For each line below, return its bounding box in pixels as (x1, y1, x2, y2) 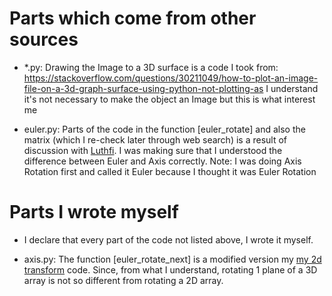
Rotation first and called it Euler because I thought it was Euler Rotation (23, 165, 317, 177)
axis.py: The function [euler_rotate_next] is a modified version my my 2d (23, 253, 322, 265)
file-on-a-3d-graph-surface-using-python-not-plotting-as (23, 82, 264, 94)
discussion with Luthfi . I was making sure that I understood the (23, 144, 283, 156)
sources (9, 28, 79, 51)
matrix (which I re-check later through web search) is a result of (23, 133, 288, 146)
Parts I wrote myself (9, 201, 179, 224)
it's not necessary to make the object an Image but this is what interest (23, 93, 316, 105)
